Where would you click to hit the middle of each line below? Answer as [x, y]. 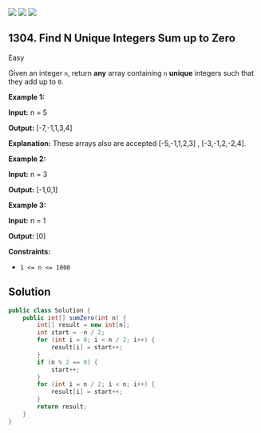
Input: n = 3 [28, 174]
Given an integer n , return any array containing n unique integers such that [131, 73]
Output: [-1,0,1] [33, 189]
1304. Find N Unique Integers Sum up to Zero [122, 39]
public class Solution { [49, 310]
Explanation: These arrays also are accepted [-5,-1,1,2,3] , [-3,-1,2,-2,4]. [127, 143]
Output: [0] [27, 236]
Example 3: [27, 205]
